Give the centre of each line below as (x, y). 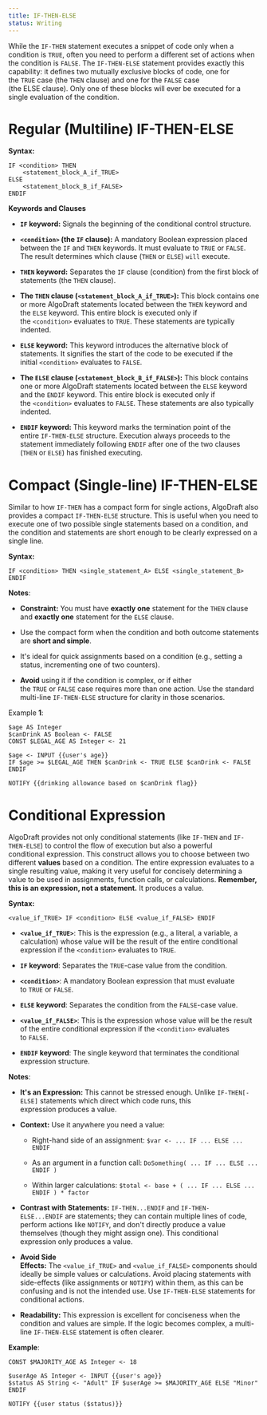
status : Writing (35, 23)
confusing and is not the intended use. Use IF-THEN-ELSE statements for (137, 1291)
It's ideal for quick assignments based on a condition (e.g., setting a (131, 657)
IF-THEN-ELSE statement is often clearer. (99, 1332)
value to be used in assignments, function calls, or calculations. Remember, (133, 880)
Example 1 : (26, 713)
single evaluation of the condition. (64, 97)
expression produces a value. (68, 1109)
